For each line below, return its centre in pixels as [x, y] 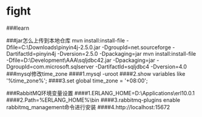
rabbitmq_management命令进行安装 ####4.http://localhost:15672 [88, 107]
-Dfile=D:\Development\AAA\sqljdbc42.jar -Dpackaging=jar [81, 60]
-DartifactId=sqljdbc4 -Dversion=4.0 [141, 66]
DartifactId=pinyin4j [31, 53]
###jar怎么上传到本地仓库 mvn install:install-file [66, 40]
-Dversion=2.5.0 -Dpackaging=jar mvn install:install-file [127, 53]
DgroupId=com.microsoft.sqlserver [50, 66]
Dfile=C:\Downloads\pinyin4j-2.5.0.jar [53, 47]
